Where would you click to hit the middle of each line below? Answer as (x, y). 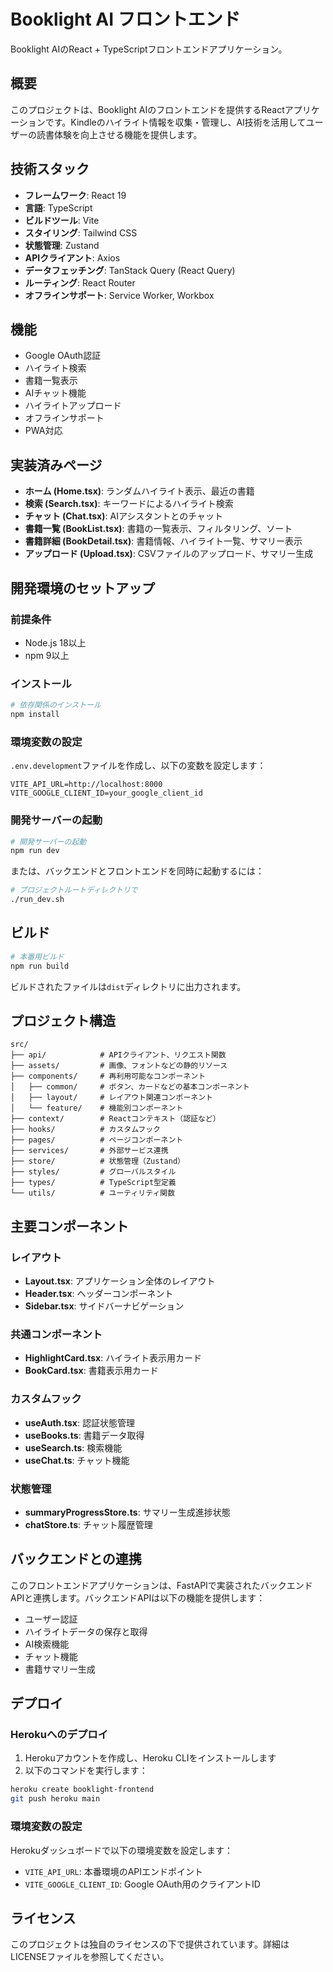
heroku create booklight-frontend (82, 1790)
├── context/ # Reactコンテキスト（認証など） (115, 1119)
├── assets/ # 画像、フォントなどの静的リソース (119, 1066)
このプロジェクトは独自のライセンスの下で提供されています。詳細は (150, 1944)
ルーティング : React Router (80, 282)
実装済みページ (56, 465)
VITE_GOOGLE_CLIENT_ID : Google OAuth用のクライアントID (142, 1884)
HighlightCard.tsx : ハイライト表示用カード (113, 1358)
